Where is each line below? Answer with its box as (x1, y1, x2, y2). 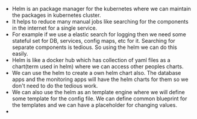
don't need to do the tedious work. (11, 82, 98, 89)
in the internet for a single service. (11, 24, 98, 31)
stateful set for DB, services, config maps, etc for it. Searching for (11, 37, 176, 44)
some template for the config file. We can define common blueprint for (11, 95, 187, 102)
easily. (11, 50, 28, 57)
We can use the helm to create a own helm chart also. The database (11, 69, 181, 76)
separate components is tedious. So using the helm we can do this (11, 43, 178, 51)
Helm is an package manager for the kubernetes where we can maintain (11, 5, 192, 12)
